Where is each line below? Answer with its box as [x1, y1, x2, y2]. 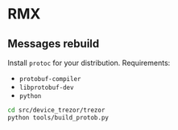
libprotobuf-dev [19, 83, 74, 91]
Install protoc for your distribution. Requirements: [7, 58, 171, 67]
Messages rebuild [7, 37, 100, 51]
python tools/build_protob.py [7, 113, 110, 121]
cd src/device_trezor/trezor [7, 106, 106, 114]
